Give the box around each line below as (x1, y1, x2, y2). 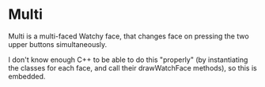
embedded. (8, 71, 46, 81)
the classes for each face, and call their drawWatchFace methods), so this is (8, 63, 257, 72)
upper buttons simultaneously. (8, 39, 108, 49)
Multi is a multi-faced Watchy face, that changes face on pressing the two (8, 31, 249, 41)
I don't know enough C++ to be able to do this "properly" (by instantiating (8, 55, 248, 64)
